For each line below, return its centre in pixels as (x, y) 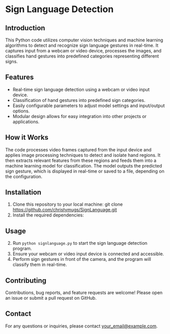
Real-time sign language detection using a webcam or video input (81, 89)
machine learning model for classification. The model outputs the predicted (84, 165)
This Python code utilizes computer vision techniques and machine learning (84, 40)
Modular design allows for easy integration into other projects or (79, 116)
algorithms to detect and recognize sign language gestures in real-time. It (82, 45)
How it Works (27, 137)
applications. (26, 122)
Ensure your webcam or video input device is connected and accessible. (88, 254)
